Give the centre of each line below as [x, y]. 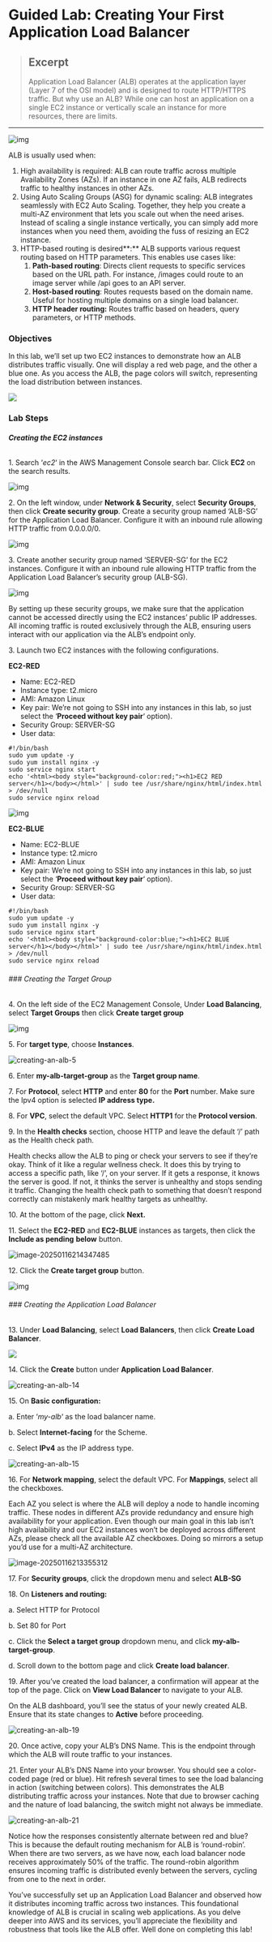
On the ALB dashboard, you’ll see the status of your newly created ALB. [128, 1705]
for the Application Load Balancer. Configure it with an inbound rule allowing [136, 520]
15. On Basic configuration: [55, 1401]
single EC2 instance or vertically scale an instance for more [127, 108]
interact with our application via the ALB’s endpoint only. [102, 635]
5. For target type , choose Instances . [72, 1044]
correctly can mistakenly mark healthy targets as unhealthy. [108, 1199]
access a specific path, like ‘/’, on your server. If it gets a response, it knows [134, 1173]
